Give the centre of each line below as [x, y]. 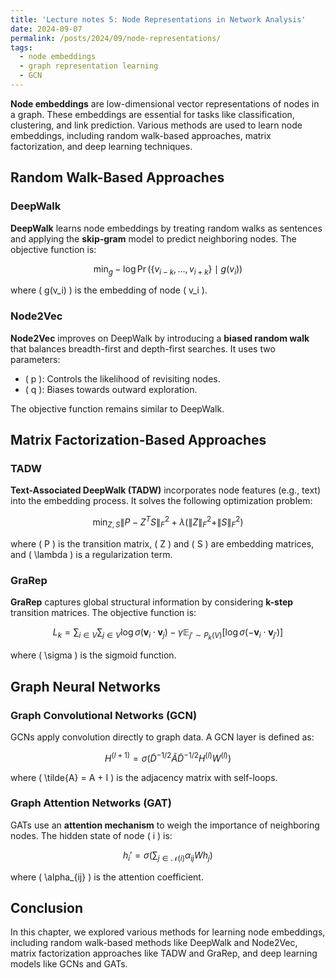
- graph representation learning [89, 66]
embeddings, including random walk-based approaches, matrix [141, 135]
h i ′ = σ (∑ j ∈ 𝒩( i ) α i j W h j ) [168, 856]
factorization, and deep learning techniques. [101, 146]
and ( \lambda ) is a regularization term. [91, 554]
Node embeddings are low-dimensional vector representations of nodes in [165, 103]
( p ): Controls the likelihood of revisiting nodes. [122, 378]
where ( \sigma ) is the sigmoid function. [93, 655]
